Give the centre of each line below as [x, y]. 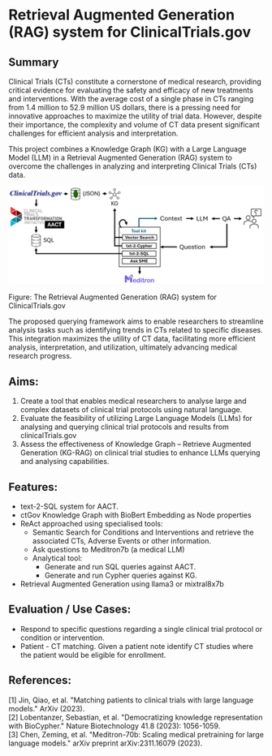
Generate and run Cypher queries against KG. [121, 576]
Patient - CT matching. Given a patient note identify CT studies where [136, 646]
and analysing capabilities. [65, 462]
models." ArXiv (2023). [47, 708]
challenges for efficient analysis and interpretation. [93, 133]
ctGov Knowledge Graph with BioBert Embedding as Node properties [136, 515]
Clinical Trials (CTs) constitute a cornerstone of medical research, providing [135, 82]
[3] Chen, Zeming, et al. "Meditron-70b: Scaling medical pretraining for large [136, 734]
